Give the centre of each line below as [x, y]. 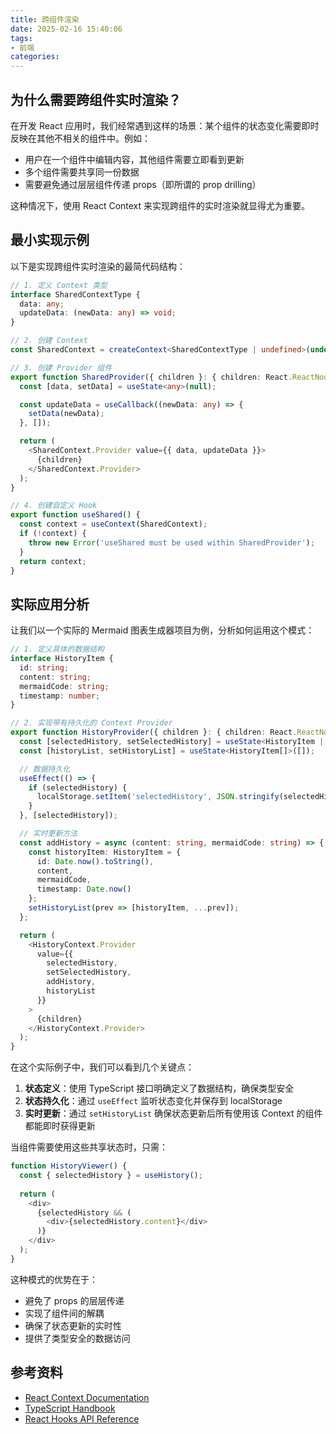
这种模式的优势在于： [54, 1279]
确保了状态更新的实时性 [73, 1325]
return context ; [53, 561]
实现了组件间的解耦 [64, 1313]
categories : [35, 57]
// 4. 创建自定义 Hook [54, 506]
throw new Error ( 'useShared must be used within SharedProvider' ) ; [171, 542]
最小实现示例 [50, 240]
